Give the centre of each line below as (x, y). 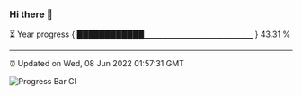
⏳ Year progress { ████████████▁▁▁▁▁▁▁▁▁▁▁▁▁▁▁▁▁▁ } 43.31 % (150, 34)
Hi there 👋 (31, 14)
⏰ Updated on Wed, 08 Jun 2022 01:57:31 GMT (97, 64)
